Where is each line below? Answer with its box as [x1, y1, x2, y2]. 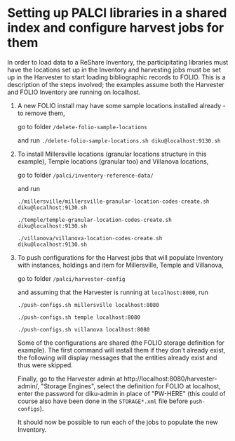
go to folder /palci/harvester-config [17, 274, 126, 282]
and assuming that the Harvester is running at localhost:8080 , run [17, 288, 209, 296]
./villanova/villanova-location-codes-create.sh [17, 235, 163, 242]
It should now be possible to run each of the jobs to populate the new [17, 418, 219, 426]
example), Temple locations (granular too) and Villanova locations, [17, 157, 209, 166]
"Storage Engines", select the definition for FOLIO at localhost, [41, 381, 221, 390]
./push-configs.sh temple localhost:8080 [17, 314, 140, 321]
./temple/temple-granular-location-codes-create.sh [17, 216, 172, 223]
